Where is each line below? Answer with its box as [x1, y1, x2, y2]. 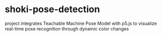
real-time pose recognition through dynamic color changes [5, 25, 129, 31]
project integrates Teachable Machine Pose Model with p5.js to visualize [5, 20, 157, 26]
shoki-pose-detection [5, 4, 100, 15]
